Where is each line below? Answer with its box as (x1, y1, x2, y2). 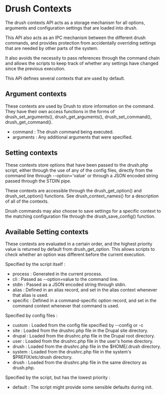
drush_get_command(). (5, 119, 53, 125)
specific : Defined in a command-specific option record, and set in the (12, 297, 157, 303)
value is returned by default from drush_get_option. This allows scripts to (5, 246, 155, 252)
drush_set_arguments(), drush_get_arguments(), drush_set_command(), (5, 114, 152, 120)
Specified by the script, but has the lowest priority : (5, 374, 111, 380)
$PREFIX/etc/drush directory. (12, 354, 73, 360)
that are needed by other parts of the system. (5, 45, 99, 51)
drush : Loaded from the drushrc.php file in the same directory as (12, 359, 147, 365)
